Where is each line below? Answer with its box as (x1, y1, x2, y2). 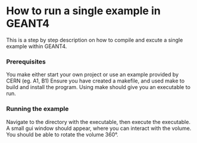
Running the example (6, 105, 69, 113)
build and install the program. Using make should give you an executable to (6, 84, 190, 91)
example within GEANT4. (6, 43, 67, 50)
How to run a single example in (6, 4, 161, 18)
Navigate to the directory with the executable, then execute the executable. (6, 118, 190, 125)
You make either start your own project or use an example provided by (6, 71, 179, 78)
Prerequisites (6, 58, 46, 66)
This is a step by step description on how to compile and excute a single (6, 36, 183, 43)
